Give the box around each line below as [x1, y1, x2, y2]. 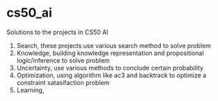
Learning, [16, 86, 45, 94]
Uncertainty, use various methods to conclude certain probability [16, 63, 203, 72]
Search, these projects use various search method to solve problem [16, 41, 212, 49]
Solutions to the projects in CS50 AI [6, 28, 109, 36]
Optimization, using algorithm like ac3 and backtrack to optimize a [16, 71, 207, 79]
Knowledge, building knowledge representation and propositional [16, 49, 204, 57]
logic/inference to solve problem [16, 56, 110, 64]
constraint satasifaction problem [16, 78, 110, 86]
